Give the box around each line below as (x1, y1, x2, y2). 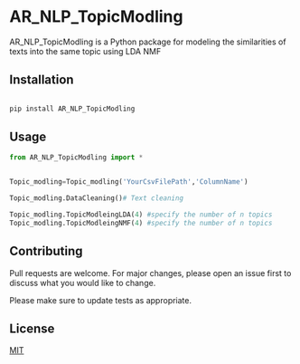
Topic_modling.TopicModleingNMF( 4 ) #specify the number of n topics (9, 218, 273, 227)
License (9, 321, 55, 337)
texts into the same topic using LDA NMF (9, 45, 162, 56)
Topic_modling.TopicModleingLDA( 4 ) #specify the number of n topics (9, 210, 273, 219)
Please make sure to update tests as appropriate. (9, 294, 192, 305)
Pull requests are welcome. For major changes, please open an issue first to (9, 267, 292, 278)
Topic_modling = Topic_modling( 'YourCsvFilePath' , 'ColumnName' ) (9, 177, 248, 187)
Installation (9, 72, 74, 88)
